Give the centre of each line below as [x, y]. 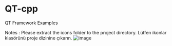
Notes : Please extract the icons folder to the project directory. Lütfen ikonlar [86, 32]
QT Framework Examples [31, 23]
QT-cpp [21, 9]
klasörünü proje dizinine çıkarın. [39, 38]
